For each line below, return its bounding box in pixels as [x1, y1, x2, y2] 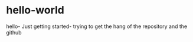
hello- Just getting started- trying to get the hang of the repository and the [6, 23, 188, 30]
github [6, 29, 22, 36]
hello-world [6, 3, 65, 17]
